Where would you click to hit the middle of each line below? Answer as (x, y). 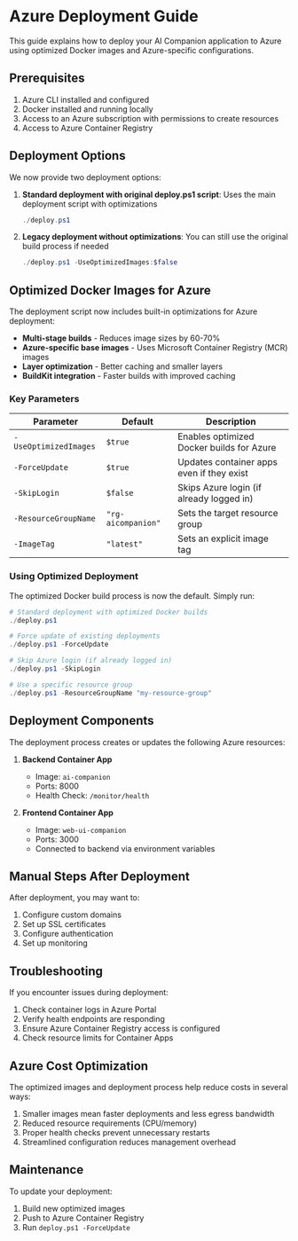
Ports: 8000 (57, 786)
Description (231, 421)
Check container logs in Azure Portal (89, 1009)
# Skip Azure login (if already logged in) (91, 661)
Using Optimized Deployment (74, 577)
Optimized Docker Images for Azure (110, 290)
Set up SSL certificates (64, 924)
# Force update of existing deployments (85, 636)
